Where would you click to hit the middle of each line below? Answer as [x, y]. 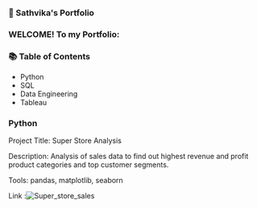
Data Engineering [49, 94]
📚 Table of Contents [50, 56]
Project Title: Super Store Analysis [65, 141]
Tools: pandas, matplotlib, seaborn [66, 181]
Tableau [33, 103]
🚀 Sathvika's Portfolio [52, 13]
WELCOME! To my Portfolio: [64, 34]
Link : [17, 196]
